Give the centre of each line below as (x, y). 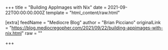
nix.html (13, 33)
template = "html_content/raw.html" (83, 13)
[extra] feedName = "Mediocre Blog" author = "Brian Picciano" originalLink (83, 22)
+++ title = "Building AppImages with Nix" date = (56, 7)
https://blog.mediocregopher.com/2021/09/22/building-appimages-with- (87, 28)
